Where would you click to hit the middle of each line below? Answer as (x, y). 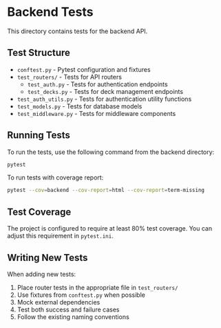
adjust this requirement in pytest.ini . (60, 236)
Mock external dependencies (59, 302)
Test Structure (39, 53)
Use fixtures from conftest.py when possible (81, 295)
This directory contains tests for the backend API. (77, 31)
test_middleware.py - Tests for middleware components (96, 113)
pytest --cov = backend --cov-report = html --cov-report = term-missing (106, 191)
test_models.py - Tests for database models (80, 106)
